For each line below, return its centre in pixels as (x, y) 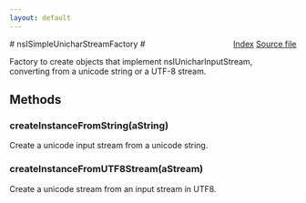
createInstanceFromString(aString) (89, 126)
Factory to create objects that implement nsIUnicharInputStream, (131, 61)
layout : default (40, 18)
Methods (36, 100)
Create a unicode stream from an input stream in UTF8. (113, 188)
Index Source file (265, 44)
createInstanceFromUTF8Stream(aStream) (107, 169)
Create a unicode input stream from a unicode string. (109, 146)
